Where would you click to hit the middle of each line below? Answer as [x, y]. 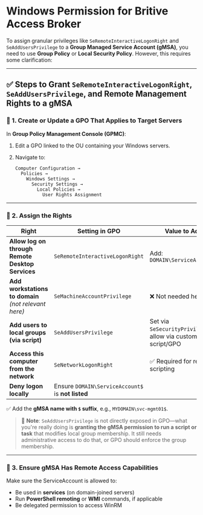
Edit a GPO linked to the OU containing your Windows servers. [92, 146]
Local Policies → [59, 189]
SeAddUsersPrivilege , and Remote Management [97, 94]
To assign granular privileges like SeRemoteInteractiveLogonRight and [93, 40]
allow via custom [173, 336]
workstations [29, 289]
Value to [177, 231]
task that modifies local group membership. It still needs [91, 433]
